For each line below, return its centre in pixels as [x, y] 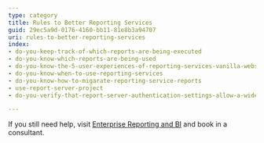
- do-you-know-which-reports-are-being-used [82, 59]
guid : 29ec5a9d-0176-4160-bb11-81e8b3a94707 [82, 30]
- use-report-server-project [56, 88]
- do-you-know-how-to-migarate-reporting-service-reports [105, 80]
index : [19, 45]
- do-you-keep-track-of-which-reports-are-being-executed [105, 52]
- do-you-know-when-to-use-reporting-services [86, 73]
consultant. [26, 133]
